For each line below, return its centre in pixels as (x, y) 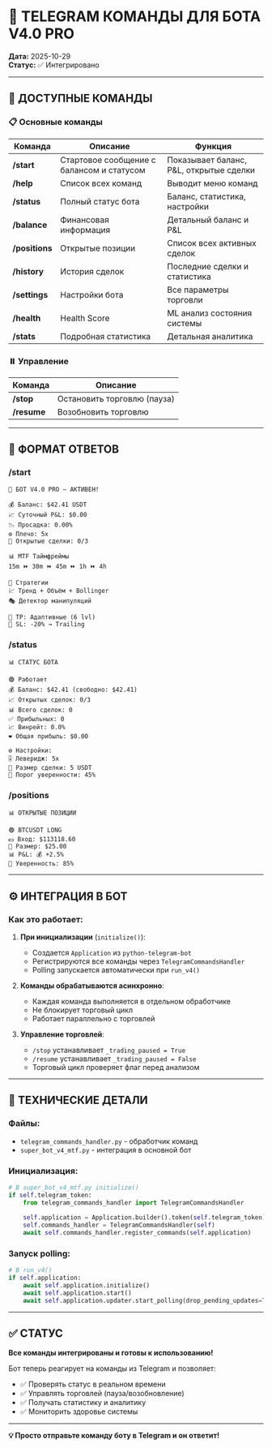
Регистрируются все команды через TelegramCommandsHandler (138, 961)
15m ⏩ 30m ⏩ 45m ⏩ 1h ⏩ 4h (57, 566)
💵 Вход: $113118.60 (42, 840)
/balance (30, 225)
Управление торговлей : (62, 1034)
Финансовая (85, 220)
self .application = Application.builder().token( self (115, 1218)
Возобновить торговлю (103, 411)
